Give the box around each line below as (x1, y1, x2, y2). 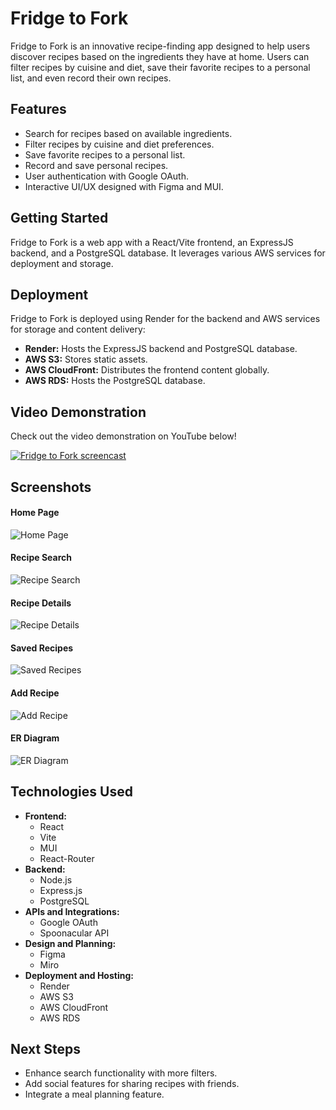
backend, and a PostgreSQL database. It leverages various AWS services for (10, 247, 326, 259)
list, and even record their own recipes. (10, 72, 172, 84)
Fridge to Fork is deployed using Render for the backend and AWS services (10, 313, 321, 325)
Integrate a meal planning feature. (24, 1088, 165, 1101)
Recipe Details (10, 597, 72, 609)
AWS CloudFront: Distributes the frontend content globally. (24, 364, 270, 376)
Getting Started (10, 210, 109, 227)
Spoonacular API (39, 927, 110, 939)
